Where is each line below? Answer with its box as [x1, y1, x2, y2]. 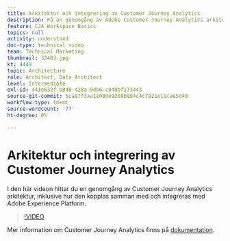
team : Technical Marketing [7, 49, 84, 55]
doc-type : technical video [7, 42, 84, 49]
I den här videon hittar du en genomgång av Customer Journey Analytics [7, 184, 213, 192]
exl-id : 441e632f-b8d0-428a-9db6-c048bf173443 [7, 86, 142, 93]
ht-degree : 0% [7, 112, 48, 118]
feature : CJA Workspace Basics [7, 23, 97, 29]
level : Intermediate [7, 80, 66, 87]
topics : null [7, 29, 44, 36]
